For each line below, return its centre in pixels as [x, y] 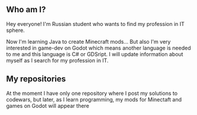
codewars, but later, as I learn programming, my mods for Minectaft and [94, 99]
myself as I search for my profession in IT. [57, 60]
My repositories [36, 79]
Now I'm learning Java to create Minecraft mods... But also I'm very [88, 41]
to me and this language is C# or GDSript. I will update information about [95, 54]
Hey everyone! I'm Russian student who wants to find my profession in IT [96, 24]
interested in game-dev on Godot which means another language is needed [99, 48]
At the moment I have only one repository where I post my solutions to [92, 93]
